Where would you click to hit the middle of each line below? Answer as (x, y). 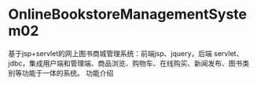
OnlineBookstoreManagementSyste (128, 14)
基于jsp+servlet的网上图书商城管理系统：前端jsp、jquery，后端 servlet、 (126, 53)
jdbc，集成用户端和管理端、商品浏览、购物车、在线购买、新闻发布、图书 (125, 63)
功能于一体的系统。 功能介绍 (68, 73)
